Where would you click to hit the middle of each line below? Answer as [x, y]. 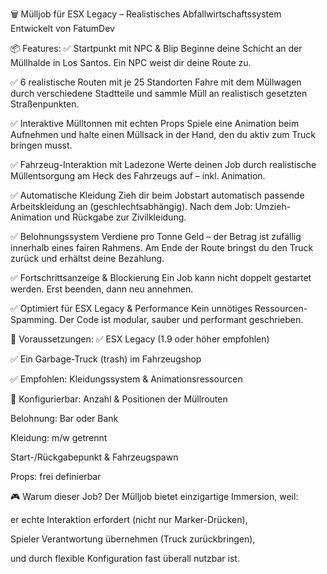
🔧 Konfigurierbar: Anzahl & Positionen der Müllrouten [119, 399]
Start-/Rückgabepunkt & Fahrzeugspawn [94, 457]
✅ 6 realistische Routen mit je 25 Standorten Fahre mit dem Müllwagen [156, 82]
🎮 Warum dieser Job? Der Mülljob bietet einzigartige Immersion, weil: [154, 496]
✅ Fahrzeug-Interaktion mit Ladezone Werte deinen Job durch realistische [163, 164]
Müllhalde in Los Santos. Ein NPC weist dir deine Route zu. [131, 62]
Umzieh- [273, 206]
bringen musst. [41, 145]
